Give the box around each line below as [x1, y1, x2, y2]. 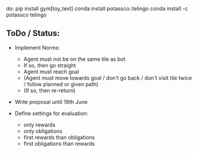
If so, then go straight [23, 61, 76, 69]
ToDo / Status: [6, 28, 60, 38]
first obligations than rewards [23, 140, 95, 147]
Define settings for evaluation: [14, 109, 89, 117]
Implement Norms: [14, 44, 60, 51]
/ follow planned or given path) [23, 80, 99, 87]
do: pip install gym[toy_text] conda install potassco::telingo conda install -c [6, 5, 188, 12]
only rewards [23, 121, 56, 128]
